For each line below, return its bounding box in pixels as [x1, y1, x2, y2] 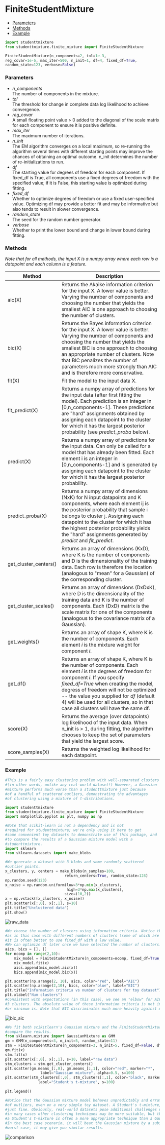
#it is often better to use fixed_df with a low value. [5, 938, 122, 943]
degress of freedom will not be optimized [61, 686, 156, 693]
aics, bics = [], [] [5, 947, 48, 952]
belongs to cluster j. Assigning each [61, 512, 144, 519]
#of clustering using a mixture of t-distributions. [5, 796, 115, 801]
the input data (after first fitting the [61, 391, 141, 398]
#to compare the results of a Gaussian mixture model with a [5, 837, 133, 842]
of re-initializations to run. [12, 159, 65, 165]
